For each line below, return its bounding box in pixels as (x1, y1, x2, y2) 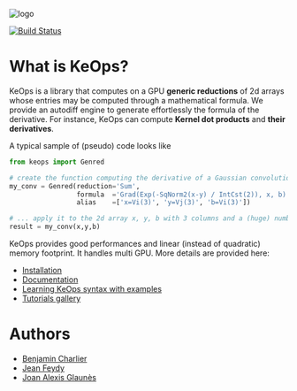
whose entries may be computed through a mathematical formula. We (9, 95, 263, 105)
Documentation (21, 274, 79, 285)
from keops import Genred (9, 157, 104, 166)
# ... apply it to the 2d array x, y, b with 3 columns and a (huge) (9, 214, 271, 223)
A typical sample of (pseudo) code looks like (9, 140, 171, 150)
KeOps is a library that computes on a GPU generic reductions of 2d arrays (9, 85, 285, 96)
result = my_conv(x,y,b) (9, 222, 101, 232)
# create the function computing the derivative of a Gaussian (9, 173, 247, 182)
